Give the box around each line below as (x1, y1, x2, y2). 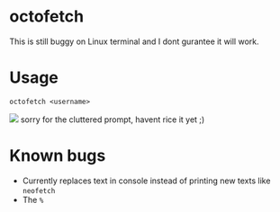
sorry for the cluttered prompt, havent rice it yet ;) (20, 114, 205, 125)
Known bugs (9, 146, 106, 166)
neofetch (22, 186, 56, 195)
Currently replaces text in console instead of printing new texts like (22, 175, 271, 186)
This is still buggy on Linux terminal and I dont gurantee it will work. (9, 36, 259, 47)
